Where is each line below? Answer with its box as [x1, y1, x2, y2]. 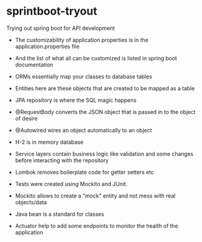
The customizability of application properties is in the [15, 36, 149, 43]
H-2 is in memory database [15, 138, 84, 146]
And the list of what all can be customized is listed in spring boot [15, 54, 178, 62]
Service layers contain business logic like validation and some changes [15, 150, 193, 157]
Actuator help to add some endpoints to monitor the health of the [15, 222, 178, 229]
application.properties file [15, 43, 80, 50]
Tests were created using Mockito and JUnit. [15, 180, 128, 187]
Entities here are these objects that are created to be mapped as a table [15, 84, 195, 92]
